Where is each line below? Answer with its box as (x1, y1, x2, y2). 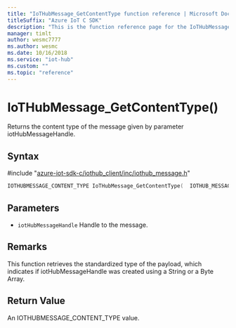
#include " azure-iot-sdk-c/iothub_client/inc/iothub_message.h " (7, 169, 191, 178)
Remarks (7, 241, 48, 253)
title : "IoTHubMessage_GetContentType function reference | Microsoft (7, 10, 218, 18)
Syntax (7, 150, 39, 162)
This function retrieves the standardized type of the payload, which (7, 259, 202, 268)
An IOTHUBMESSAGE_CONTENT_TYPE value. (7, 313, 140, 322)
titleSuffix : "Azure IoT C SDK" (7, 17, 102, 24)
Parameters (7, 202, 60, 214)
